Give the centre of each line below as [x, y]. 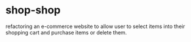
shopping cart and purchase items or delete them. [66, 32]
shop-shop [33, 10]
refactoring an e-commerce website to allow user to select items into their [95, 26]
